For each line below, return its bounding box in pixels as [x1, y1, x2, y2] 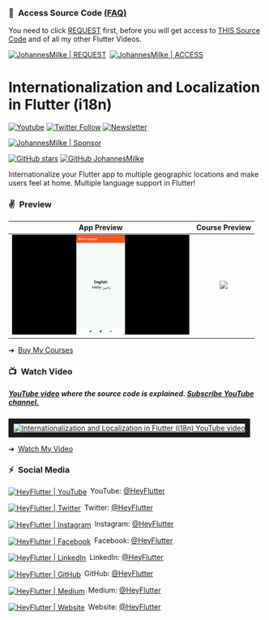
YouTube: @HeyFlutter [90, 485, 166, 495]
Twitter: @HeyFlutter [83, 502, 154, 512]
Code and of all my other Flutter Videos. [8, 34, 142, 44]
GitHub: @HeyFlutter [83, 569, 154, 579]
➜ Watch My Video [8, 443, 74, 453]
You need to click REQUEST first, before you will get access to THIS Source [8, 26, 261, 36]
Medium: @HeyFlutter [88, 585, 161, 595]
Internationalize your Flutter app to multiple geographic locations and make [8, 169, 259, 179]
